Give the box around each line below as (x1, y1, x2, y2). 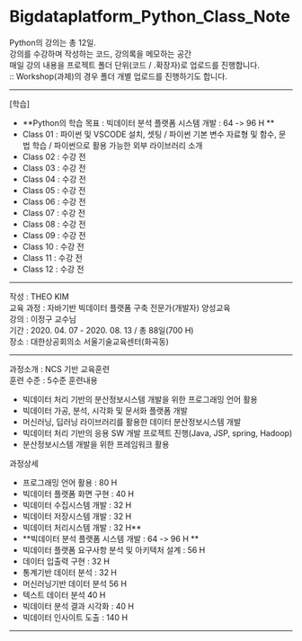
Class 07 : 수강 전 (22, 207, 85, 218)
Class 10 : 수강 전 (22, 241, 85, 252)
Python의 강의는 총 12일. (9, 37, 96, 48)
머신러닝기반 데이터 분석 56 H (22, 578, 128, 589)
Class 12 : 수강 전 (22, 263, 84, 274)
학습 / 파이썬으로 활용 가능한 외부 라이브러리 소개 (31, 139, 203, 150)
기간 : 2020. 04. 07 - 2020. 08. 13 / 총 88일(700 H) (9, 325, 194, 335)
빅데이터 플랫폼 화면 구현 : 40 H (22, 488, 135, 499)
